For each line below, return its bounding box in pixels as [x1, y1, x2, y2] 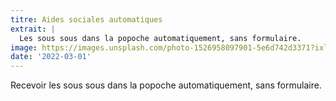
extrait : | [10, 24, 56, 34]
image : [10, 42, 38, 53]
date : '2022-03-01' [10, 52, 92, 62]
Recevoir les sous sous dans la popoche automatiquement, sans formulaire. [10, 79, 322, 91]
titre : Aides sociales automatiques [10, 14, 163, 25]
